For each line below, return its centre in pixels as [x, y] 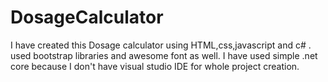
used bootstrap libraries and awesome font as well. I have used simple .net [164, 55]
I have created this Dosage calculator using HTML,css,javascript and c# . [161, 45]
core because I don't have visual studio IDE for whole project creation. [155, 66]
